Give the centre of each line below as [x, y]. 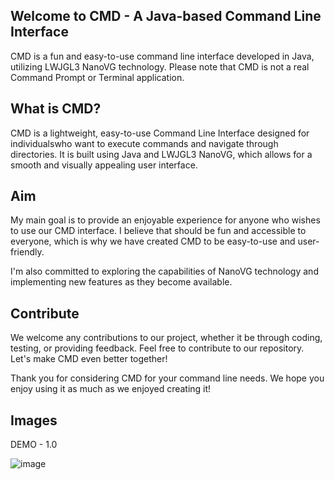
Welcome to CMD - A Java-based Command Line [166, 16]
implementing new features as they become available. [121, 282]
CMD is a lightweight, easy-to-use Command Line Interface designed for [160, 133]
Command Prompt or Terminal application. [97, 77]
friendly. [27, 252]
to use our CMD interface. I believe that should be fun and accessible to [158, 231]
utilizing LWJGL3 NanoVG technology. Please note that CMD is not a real [160, 66]
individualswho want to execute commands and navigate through [144, 143]
